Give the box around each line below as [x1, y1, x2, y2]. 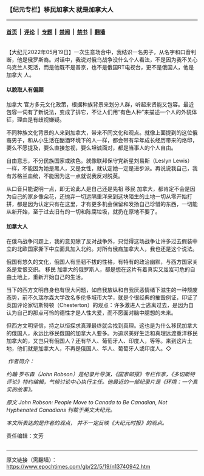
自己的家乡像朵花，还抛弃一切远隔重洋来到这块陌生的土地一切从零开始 [11, 193, 187, 200]
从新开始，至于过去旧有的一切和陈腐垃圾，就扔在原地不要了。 [6, 208, 161, 215]
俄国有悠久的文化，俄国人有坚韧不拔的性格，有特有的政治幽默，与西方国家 [6, 258, 192, 265]
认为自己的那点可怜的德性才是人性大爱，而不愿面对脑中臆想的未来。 [6, 309, 177, 316]
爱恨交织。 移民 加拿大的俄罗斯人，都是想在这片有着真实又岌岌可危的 [16, 266, 190, 273]
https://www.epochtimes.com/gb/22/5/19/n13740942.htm [6, 463, 151, 470]
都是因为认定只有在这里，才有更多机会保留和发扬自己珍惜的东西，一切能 [16, 200, 198, 207]
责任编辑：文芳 [6, 432, 44, 439]
